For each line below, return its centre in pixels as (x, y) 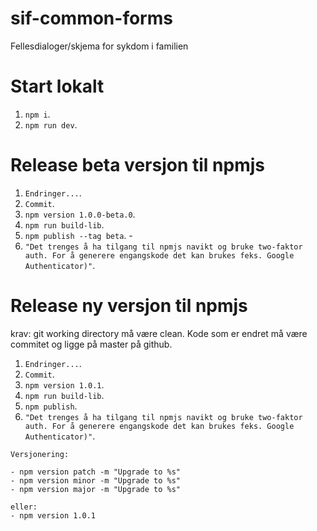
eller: (24, 507)
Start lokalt (57, 86)
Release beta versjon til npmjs (137, 165)
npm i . (37, 114)
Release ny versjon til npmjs (129, 306)
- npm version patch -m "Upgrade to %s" (96, 472)
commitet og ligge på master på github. (91, 344)
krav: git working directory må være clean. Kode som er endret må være (159, 333)
